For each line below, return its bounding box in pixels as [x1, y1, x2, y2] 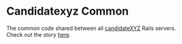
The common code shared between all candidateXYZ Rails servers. [6, 24, 176, 32]
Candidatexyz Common [6, 4, 129, 18]
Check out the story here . [6, 31, 71, 38]
